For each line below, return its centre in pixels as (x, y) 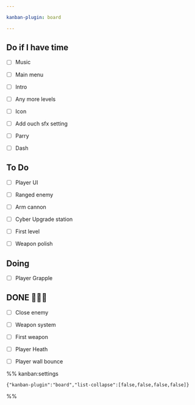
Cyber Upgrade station (44, 219)
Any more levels (35, 99)
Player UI (27, 182)
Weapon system (35, 324)
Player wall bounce (39, 362)
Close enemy (32, 312)
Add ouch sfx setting (41, 124)
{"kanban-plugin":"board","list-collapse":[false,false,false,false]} (98, 385)
